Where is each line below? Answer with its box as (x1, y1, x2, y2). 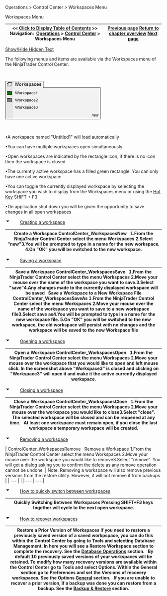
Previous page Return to (107, 25, 159, 31)
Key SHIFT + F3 (5, 194, 38, 200)
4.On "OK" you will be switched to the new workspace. (25, 246, 142, 252)
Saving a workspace (19, 258, 62, 264)
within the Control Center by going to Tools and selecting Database (12, 538, 155, 544)
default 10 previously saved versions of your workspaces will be (14, 554, 153, 560)
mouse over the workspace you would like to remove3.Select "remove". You (5, 457, 161, 462)
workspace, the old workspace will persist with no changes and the (11, 321, 156, 327)
